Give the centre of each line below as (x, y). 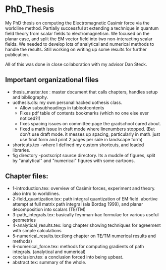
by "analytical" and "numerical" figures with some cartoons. (74, 161)
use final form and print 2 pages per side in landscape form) (81, 139)
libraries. (21, 150)
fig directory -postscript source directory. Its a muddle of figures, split (84, 155)
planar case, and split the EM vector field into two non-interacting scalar (79, 39)
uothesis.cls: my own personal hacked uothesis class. (67, 102)
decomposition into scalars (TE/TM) (49, 209)
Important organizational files (52, 80)
